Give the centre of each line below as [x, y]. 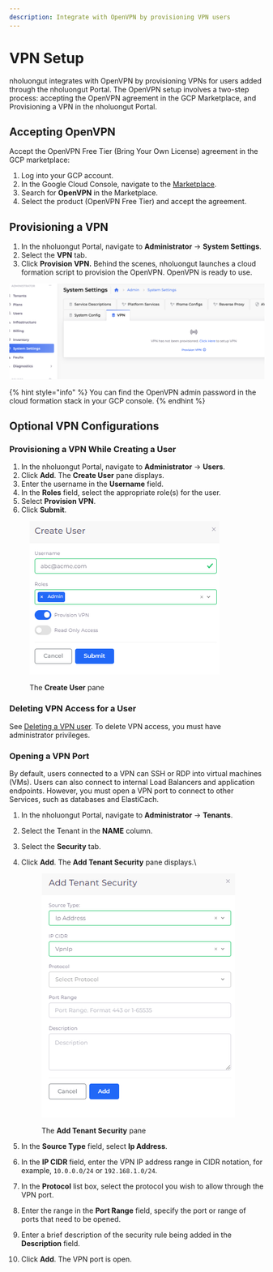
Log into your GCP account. [67, 176]
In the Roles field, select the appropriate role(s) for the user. [121, 493]
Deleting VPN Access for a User [73, 709]
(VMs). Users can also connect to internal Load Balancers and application [132, 782]
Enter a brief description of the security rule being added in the [126, 1235]
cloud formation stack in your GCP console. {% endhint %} [107, 400]
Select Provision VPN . [58, 502]
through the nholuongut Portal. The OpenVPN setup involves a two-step [129, 89]
